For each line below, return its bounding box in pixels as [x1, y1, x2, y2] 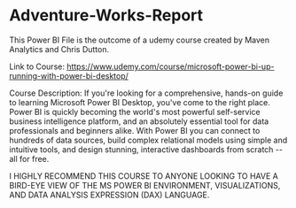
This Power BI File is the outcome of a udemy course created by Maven [9, 35, 270, 45]
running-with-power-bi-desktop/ [9, 70, 129, 81]
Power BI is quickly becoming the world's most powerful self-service [9, 106, 261, 117]
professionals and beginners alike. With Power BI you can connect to [9, 125, 261, 135]
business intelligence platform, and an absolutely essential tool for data [9, 116, 269, 127]
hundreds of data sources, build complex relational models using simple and [9, 135, 288, 145]
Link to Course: [9, 61, 65, 72]
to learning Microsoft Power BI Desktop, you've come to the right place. [9, 96, 270, 107]
